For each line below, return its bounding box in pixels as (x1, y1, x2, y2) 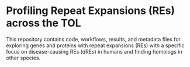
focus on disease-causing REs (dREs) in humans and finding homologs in (6, 48, 182, 55)
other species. (6, 54, 41, 61)
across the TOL (6, 16, 81, 30)
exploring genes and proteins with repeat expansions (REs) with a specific (6, 42, 185, 49)
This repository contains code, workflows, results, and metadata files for (6, 36, 181, 43)
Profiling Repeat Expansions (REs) (6, 4, 175, 17)
